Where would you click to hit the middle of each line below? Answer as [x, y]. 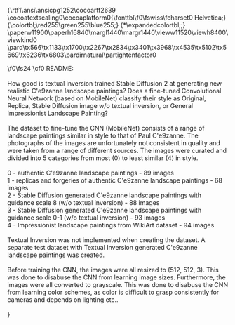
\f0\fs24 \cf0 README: [40, 68]
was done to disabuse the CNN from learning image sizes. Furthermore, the [116, 277]
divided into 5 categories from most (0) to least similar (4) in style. [103, 158]
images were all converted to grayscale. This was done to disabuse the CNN [118, 285]
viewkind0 [22, 40]
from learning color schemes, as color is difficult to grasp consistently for [113, 292]
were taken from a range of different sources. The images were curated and [117, 151]
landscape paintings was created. [56, 255]
